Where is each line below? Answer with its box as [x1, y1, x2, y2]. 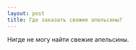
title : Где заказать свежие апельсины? [7, 16, 123, 23]
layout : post [7, 10, 45, 17]
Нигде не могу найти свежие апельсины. [7, 35, 130, 43]
